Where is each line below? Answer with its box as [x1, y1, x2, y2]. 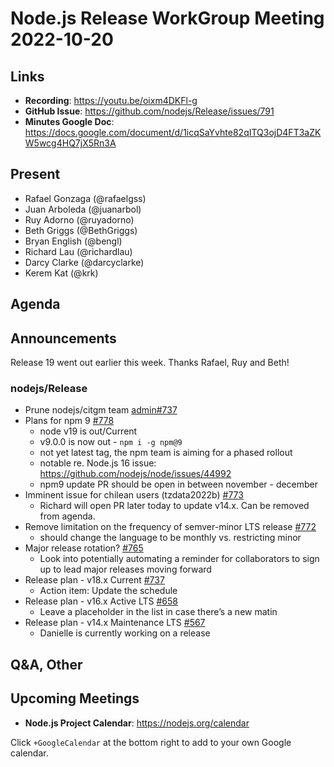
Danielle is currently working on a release [39, 627, 211, 639]
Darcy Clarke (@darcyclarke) [24, 256, 145, 268]
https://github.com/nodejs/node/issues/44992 [39, 468, 232, 480]
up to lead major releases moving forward [39, 563, 212, 576]
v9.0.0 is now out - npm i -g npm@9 [39, 436, 183, 448]
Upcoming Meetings [10, 690, 140, 707]
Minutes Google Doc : [24, 116, 115, 127]
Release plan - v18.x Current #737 [24, 574, 165, 586]
